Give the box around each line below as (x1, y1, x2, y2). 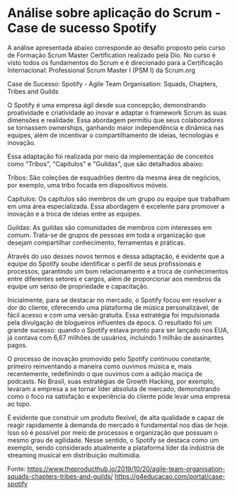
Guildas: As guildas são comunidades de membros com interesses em (7, 223, 212, 231)
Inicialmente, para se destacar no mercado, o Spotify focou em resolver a (7, 296, 221, 304)
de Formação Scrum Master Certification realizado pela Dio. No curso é (7, 51, 216, 59)
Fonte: (7, 465, 26, 473)
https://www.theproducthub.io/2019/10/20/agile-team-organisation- (27, 465, 226, 473)
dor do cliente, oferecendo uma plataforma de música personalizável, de (7, 303, 219, 312)
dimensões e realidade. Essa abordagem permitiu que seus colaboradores (7, 115, 224, 124)
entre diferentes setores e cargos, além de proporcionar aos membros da (7, 274, 221, 283)
